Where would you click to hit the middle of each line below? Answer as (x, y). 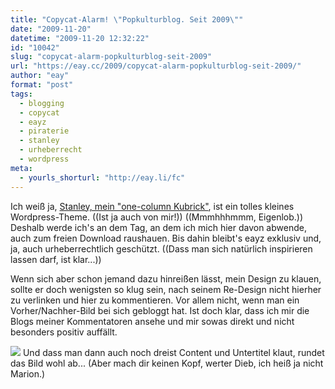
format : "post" (42, 85)
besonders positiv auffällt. (64, 332)
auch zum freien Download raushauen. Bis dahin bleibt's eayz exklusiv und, (166, 238)
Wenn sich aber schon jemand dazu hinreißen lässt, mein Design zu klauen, (166, 278)
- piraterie (44, 131)
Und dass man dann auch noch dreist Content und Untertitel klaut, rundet (173, 352)
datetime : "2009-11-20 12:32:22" (80, 38)
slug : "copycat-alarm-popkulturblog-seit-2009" (111, 57)
